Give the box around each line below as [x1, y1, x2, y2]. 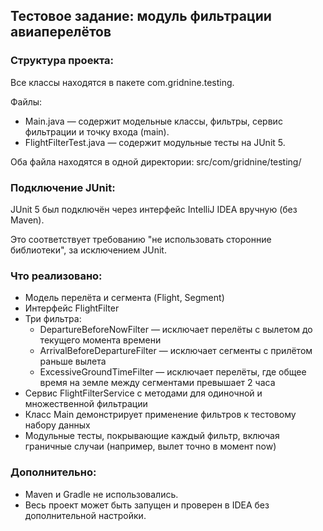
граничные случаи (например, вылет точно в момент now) [24, 440, 277, 453]
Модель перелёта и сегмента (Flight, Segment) [24, 292, 225, 304]
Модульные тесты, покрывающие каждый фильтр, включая [24, 430, 280, 442]
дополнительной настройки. [24, 509, 147, 521]
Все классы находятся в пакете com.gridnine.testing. [10, 76, 235, 88]
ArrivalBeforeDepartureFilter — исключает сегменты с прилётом [39, 345, 313, 357]
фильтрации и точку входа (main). [24, 125, 170, 138]
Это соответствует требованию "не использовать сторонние [10, 233, 272, 245]
